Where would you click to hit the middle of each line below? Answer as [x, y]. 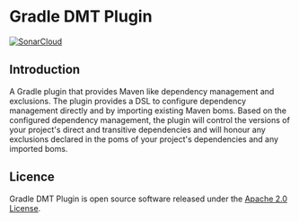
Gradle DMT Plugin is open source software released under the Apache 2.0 [149, 199]
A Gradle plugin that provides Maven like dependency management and [142, 91]
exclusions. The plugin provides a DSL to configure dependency [128, 101]
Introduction [45, 70]
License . [25, 208]
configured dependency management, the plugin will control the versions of [149, 120]
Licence [32, 177]
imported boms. [39, 148]
